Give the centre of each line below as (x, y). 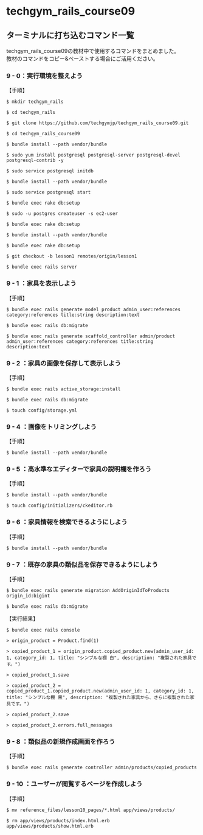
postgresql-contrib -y (35, 160)
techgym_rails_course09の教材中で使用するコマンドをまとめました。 (93, 51)
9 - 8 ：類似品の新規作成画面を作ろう (61, 742)
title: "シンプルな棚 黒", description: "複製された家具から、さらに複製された (98, 698)
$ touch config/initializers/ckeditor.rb (60, 506)
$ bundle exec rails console (43, 630)
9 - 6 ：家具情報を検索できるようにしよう (67, 522)
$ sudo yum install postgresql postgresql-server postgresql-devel (94, 155)
